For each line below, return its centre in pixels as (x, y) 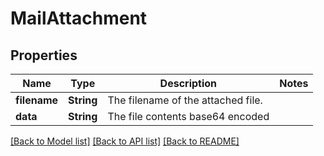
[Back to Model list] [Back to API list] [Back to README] (125, 141)
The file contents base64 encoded (188, 116)
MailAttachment (79, 18)
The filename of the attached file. (185, 100)
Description (188, 83)
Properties (44, 55)
